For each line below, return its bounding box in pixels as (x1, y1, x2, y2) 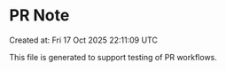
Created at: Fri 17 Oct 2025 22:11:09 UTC (9, 35, 158, 45)
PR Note (9, 5, 70, 26)
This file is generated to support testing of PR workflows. (9, 51, 217, 62)
